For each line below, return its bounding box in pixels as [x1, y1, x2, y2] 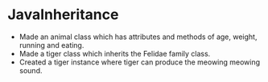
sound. [19, 65, 43, 75]
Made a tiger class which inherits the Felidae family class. [19, 49, 211, 58]
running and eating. [19, 40, 85, 49]
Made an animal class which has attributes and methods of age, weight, [19, 32, 258, 41]
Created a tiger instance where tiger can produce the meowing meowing [19, 57, 261, 67]
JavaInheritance [7, 6, 119, 24]
